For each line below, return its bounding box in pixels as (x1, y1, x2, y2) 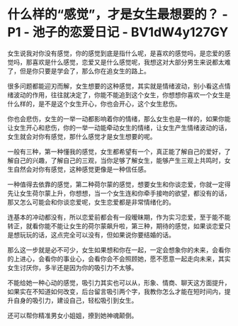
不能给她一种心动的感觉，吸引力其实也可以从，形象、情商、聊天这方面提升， (7, 278, 231, 287)
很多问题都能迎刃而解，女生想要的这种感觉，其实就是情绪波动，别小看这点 (7, 81, 225, 90)
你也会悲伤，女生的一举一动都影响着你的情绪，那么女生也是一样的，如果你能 (7, 114, 231, 123)
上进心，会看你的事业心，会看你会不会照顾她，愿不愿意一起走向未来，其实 (13, 254, 231, 263)
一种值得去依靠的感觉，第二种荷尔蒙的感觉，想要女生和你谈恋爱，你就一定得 (7, 180, 231, 189)
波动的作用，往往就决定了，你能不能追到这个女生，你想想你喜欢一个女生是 (13, 90, 231, 99)
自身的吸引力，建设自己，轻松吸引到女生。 (13, 296, 138, 305)
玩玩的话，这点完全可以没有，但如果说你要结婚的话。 (19, 230, 175, 239)
